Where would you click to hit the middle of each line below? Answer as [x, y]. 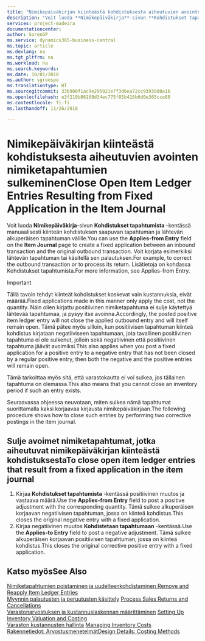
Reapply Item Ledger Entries [43, 593]
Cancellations [24, 606]
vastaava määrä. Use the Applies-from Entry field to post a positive [100, 500]
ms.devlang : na [26, 52]
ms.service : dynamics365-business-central [61, 40]
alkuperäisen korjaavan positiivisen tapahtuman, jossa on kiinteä [96, 539]
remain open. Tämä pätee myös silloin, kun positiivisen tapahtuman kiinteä [100, 327]
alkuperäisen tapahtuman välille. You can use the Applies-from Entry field [99, 238]
